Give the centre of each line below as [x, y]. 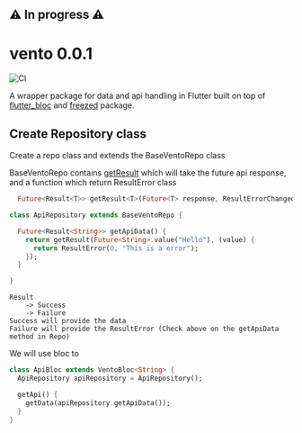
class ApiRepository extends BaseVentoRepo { [96, 215]
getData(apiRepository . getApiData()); [98, 403]
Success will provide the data [68, 321]
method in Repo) [40, 337]
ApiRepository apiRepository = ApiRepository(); [110, 379]
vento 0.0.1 [51, 54]
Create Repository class [78, 134]
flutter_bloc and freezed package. [72, 105]
